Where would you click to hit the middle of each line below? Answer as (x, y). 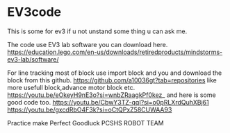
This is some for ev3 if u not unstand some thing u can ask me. (97, 31)
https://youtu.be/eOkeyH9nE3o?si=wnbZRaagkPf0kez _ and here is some (112, 95)
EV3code (34, 12)
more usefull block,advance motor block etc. (71, 87)
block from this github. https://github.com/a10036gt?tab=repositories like (112, 80)
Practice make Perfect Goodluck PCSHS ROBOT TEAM (86, 123)
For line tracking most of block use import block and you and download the (115, 73)
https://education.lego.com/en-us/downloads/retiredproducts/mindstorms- (115, 52)
